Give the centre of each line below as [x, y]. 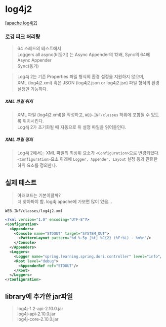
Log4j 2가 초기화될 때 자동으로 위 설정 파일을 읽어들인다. [72, 127]
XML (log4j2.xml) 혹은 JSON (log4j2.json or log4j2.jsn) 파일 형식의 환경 [88, 83]
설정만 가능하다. [32, 89]
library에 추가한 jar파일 [39, 296]
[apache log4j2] [21, 23]
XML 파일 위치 [19, 101]
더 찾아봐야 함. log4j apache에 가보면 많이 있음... [64, 201]
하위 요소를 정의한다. [37, 165]
